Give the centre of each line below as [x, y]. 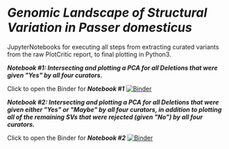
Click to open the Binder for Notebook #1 [66, 88]
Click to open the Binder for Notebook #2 [67, 138]
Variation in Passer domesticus [100, 28]
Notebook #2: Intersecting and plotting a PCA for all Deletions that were [113, 102]
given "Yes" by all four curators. [55, 75]
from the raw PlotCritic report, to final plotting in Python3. [89, 54]
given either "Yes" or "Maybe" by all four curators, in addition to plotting [114, 109]
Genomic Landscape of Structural [107, 13]
